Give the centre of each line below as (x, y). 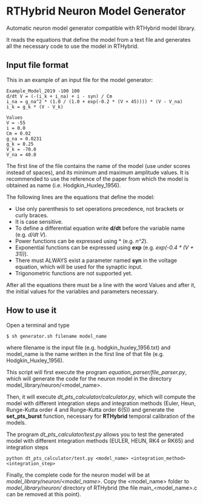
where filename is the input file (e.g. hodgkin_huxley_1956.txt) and (88, 348)
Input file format (37, 65)
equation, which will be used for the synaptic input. (79, 267)
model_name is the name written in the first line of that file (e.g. (85, 354)
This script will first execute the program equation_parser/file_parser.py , (96, 372)
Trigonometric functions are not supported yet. (74, 273)
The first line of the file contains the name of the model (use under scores (98, 166)
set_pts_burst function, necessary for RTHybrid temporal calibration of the (101, 416)
